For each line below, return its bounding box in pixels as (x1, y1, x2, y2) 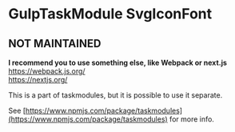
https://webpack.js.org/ (8, 66, 86, 76)
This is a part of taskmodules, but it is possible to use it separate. (8, 90, 223, 100)
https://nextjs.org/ (8, 75, 68, 84)
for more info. (169, 114, 214, 124)
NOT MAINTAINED (8, 37, 102, 50)
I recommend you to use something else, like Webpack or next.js (8, 58, 228, 67)
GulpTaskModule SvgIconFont (8, 5, 213, 23)
